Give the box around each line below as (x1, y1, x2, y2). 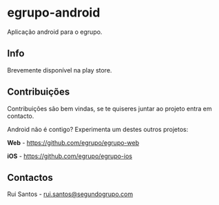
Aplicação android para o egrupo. (7, 28, 103, 36)
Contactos (7, 171, 53, 184)
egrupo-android (7, 5, 101, 21)
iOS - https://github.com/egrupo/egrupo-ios (7, 152, 133, 160)
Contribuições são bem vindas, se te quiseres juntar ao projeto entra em (7, 104, 212, 113)
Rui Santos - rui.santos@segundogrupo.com (7, 190, 133, 198)
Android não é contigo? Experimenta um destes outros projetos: (7, 125, 189, 133)
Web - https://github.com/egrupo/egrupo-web (7, 138, 140, 146)
